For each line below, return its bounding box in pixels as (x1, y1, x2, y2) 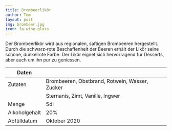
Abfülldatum (8, 117, 37, 124)
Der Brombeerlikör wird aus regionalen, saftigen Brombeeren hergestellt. (5, 40, 159, 47)
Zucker (46, 84, 63, 91)
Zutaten (8, 81, 27, 88)
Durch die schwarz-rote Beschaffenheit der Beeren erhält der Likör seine (5, 46, 159, 52)
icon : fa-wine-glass (5, 27, 50, 32)
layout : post (5, 17, 33, 22)
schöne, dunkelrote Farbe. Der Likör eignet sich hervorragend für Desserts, (5, 52, 164, 58)
